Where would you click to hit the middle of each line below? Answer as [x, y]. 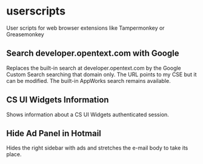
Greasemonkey [25, 34]
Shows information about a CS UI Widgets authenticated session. [88, 114]
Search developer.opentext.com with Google [93, 54]
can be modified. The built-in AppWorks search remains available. [88, 80]
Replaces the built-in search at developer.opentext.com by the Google [94, 68]
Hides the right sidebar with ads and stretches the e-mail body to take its [97, 148]
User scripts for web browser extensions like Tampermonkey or [85, 28]
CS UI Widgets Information [58, 100]
